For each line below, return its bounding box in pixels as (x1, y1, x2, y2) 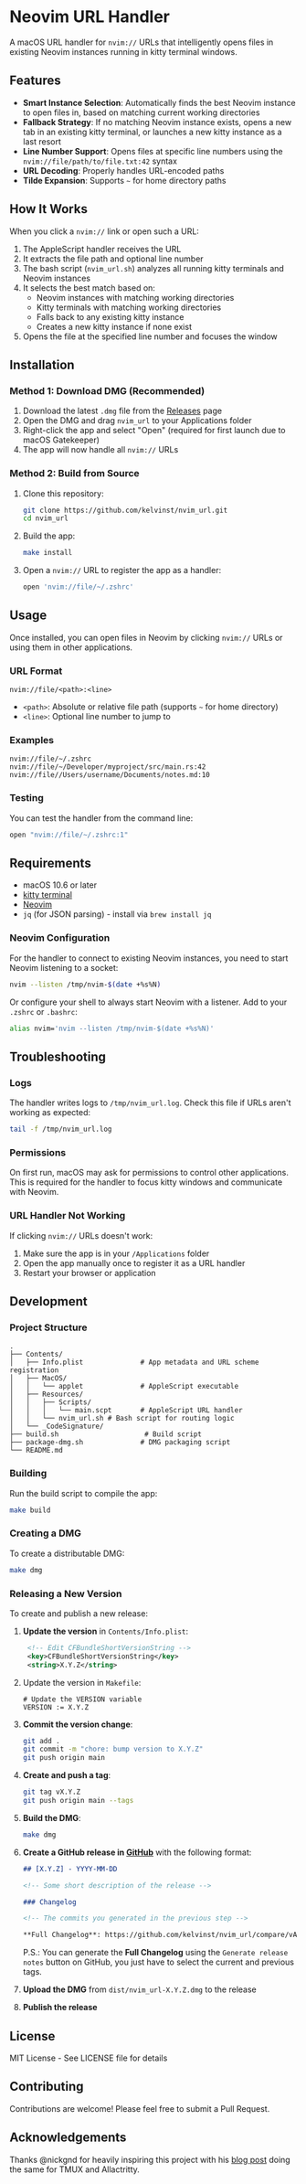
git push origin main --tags (22, 1796, 134, 1806)
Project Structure (9, 1321, 88, 1334)
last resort (22, 135, 62, 147)
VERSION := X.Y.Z (22, 1702, 90, 1711)
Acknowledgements (9, 2130, 127, 2146)
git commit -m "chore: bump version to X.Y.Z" (22, 1744, 204, 1754)
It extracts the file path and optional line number (22, 253, 204, 264)
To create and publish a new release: (9, 1607, 149, 1619)
